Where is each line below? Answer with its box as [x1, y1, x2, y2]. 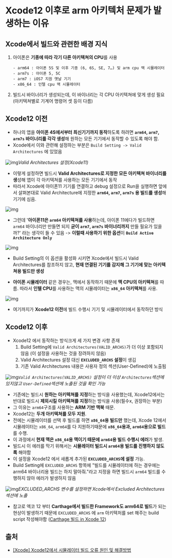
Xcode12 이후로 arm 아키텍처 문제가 [5, 5, 151, 16]
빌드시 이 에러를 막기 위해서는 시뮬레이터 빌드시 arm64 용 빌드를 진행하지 [12, 443, 156, 449]
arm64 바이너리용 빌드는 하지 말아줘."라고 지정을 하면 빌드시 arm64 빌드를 [12, 469, 161, 475]
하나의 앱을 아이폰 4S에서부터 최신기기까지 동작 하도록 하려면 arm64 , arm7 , [12, 129, 160, 135]
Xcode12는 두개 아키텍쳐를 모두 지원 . [12, 410, 87, 417]
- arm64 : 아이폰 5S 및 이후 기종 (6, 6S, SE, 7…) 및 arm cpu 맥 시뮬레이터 [12, 65, 165, 70]
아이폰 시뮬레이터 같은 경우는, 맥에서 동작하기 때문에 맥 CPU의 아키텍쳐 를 [12, 279, 159, 285]
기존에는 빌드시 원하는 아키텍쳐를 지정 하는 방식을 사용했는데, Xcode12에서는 [12, 391, 165, 398]
